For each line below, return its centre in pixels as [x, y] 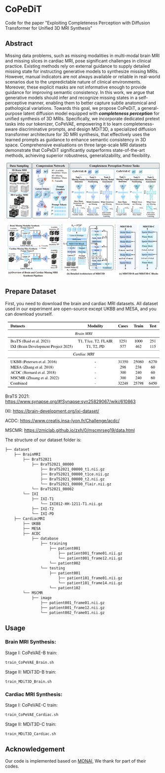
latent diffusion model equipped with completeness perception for [91, 113]
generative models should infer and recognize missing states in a [71, 97]
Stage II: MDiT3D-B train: [31, 672]
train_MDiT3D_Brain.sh [28, 682]
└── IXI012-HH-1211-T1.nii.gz [71, 504]
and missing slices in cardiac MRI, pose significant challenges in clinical [78, 61]
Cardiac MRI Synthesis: [34, 694]
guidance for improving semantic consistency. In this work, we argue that [80, 92]
